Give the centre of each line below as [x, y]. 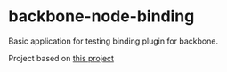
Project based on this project [61, 58]
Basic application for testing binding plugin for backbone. [113, 41]
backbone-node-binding [101, 16]
